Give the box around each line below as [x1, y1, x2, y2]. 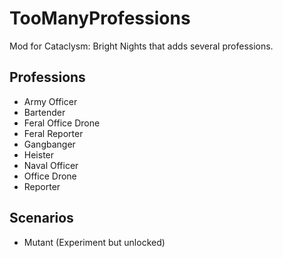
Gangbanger [23, 138, 76, 150]
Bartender [23, 106, 66, 118]
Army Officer [23, 95, 78, 107]
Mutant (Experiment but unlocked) [23, 236, 166, 248]
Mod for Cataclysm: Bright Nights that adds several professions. [9, 40, 274, 52]
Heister [23, 148, 55, 161]
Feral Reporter [23, 127, 84, 139]
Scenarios [9, 210, 74, 227]
